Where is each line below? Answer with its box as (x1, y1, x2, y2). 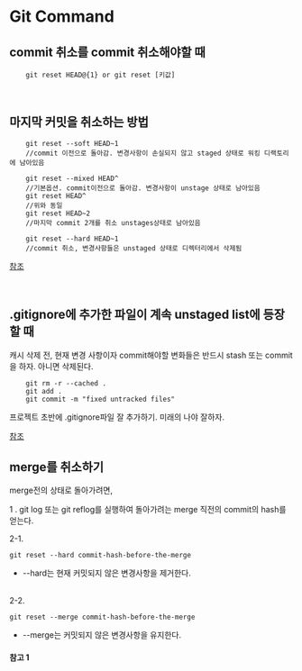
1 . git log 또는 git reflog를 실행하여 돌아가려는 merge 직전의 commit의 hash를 (9, 504, 287, 515)
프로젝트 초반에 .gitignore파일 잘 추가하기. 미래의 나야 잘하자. (9, 412, 225, 422)
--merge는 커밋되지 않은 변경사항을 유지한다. (22, 630, 182, 640)
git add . (25, 386, 63, 395)
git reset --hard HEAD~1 (25, 234, 119, 243)
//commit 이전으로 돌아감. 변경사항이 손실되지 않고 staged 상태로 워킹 (25, 149, 261, 158)
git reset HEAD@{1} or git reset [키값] (25, 70, 176, 79)
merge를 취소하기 (9, 459, 105, 475)
